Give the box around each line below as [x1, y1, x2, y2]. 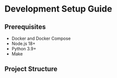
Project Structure [4, 65, 58, 73]
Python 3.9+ [11, 46, 37, 51]
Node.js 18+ [11, 41, 36, 47]
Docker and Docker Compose [11, 35, 71, 41]
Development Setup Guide [4, 3, 112, 15]
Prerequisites [4, 23, 46, 31]
